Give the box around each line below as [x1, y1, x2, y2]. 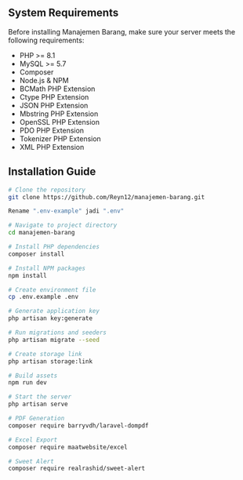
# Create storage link [8, 350, 82, 358]
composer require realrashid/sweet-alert [8, 464, 146, 473]
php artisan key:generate [8, 315, 92, 322]
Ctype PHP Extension [19, 92, 89, 101]
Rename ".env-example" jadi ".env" [8, 207, 125, 215]
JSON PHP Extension [19, 100, 89, 110]
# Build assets [8, 372, 58, 380]
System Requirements [8, 6, 119, 20]
